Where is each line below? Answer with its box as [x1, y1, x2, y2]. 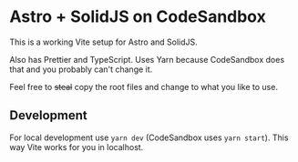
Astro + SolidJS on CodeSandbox [9, 6, 266, 27]
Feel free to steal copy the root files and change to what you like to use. [9, 81, 278, 92]
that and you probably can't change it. [9, 64, 153, 75]
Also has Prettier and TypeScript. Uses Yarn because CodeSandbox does [9, 54, 285, 65]
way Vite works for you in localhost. [9, 141, 144, 152]
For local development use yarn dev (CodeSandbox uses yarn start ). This [9, 132, 289, 143]
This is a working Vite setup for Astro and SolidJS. [9, 36, 198, 47]
